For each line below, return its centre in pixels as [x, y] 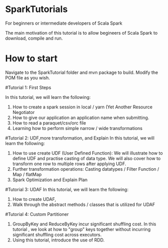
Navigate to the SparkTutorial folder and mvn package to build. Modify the [82, 72]
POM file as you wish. [28, 78]
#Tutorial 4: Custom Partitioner [37, 214]
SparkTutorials [36, 9]
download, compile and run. [34, 38]
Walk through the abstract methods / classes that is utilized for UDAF [84, 204]
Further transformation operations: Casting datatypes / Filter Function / [86, 169]
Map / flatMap [27, 174]
